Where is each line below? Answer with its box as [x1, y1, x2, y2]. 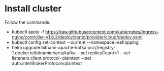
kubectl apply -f [11, 29, 45, 35]
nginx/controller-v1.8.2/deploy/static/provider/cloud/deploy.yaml [11, 34, 143, 40]
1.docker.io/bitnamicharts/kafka [11, 50, 76, 56]
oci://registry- [87, 44, 116, 50]
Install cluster [4, 3, 62, 14]
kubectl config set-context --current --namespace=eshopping [11, 39, 139, 45]
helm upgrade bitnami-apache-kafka [11, 44, 87, 50]
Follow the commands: [4, 19, 51, 25]
